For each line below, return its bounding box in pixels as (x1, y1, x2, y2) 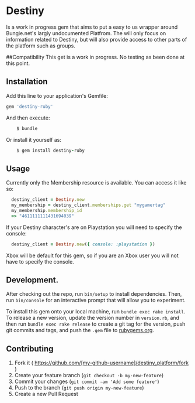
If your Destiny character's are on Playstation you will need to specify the (6, 224, 182, 231)
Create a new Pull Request (14, 391, 79, 398)
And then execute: (6, 114, 50, 121)
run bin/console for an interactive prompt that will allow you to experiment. (6, 297, 186, 304)
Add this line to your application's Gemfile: (6, 92, 108, 99)
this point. (6, 60, 30, 67)
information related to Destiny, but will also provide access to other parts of (6, 36, 187, 43)
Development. (6, 275, 59, 285)
